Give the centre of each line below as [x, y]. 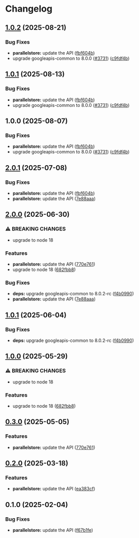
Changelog [29, 9]
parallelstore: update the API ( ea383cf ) [54, 489]
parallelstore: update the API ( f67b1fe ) [53, 530]
